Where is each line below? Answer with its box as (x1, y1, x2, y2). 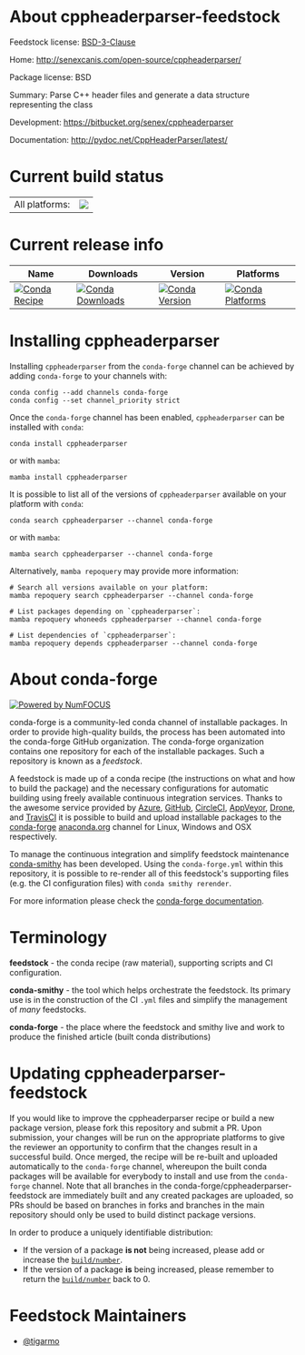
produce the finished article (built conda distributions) (9, 1031, 212, 1042)
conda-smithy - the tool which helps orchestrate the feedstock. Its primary (9, 985, 291, 996)
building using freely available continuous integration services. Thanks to (9, 792, 283, 803)
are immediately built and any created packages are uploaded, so (48, 1189, 294, 1200)
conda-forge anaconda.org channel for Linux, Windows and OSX (9, 821, 252, 832)
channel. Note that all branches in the (31, 1180, 172, 1191)
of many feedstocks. (9, 1004, 87, 1015)
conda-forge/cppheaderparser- (173, 1180, 292, 1191)
